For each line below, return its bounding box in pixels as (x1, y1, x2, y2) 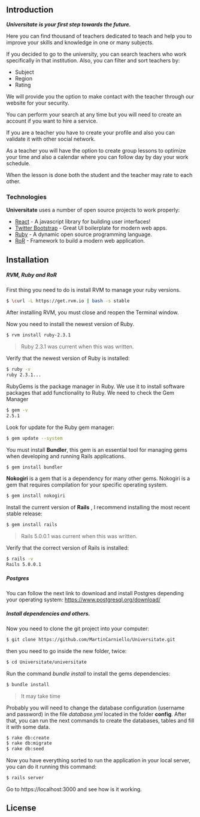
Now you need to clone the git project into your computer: (6, 625, 150, 632)
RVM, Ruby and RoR (6, 272, 57, 279)
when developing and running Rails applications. (6, 452, 126, 460)
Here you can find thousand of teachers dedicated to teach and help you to (6, 32, 192, 40)
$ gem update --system (6, 435, 63, 441)
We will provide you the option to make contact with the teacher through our (6, 93, 195, 100)
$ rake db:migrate (6, 740, 52, 747)
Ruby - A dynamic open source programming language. (14, 231, 153, 238)
